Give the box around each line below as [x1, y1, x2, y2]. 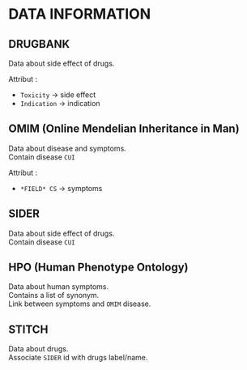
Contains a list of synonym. [8, 291, 100, 300]
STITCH [8, 322, 49, 336]
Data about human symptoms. [8, 282, 109, 291]
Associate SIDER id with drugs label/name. [8, 353, 148, 363]
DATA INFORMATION [8, 5, 151, 23]
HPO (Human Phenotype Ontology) [8, 261, 189, 274]
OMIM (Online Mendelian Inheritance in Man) [8, 122, 241, 136]
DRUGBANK [8, 37, 70, 51]
